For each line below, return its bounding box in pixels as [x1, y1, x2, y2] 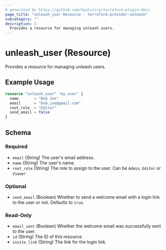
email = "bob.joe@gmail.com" [9, 101, 81, 106]
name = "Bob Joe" [9, 96, 59, 101]
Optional [5, 183, 26, 190]
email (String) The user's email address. [12, 154, 94, 160]
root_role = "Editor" [9, 105, 57, 110]
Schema [5, 128, 31, 137]
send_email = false [9, 110, 50, 115]
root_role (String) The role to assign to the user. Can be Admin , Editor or [12, 165, 161, 171]
